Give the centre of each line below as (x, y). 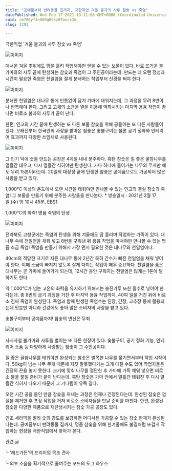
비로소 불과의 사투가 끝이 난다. (45, 113)
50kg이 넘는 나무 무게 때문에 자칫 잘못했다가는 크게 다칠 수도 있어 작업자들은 (88, 364)
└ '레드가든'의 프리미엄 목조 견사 (38, 453)
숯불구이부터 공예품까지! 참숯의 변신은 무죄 (48, 319)
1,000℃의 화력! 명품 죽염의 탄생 (38, 213)
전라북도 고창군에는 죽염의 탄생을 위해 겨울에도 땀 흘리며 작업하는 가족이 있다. (82, 234)
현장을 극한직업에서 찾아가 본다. (50, 431)
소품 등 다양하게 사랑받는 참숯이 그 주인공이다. (60, 347)
